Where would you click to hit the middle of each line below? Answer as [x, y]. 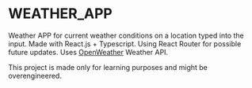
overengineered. [35, 75]
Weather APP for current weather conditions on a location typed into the [126, 35]
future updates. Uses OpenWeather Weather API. [88, 52]
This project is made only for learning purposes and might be [108, 67]
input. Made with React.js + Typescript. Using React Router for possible [125, 43]
